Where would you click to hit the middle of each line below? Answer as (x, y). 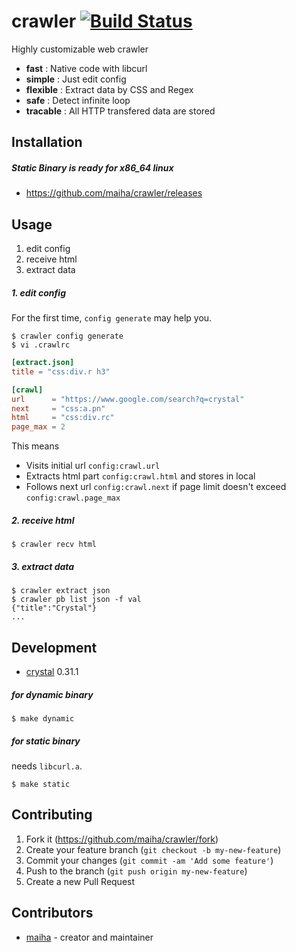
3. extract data (43, 566)
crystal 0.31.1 (52, 671)
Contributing (52, 815)
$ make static (41, 784)
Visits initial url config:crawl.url (93, 466)
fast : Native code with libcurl (86, 68)
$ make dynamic (43, 718)
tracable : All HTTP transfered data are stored (120, 111)
